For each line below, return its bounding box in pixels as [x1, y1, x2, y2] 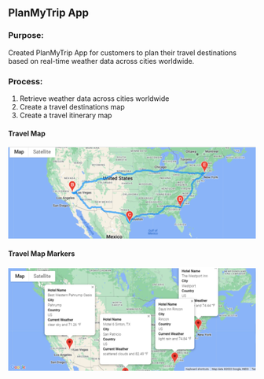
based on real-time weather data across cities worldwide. [8, 56, 195, 65]
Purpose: [8, 30, 45, 41]
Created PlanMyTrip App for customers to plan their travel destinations [8, 47, 237, 58]
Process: [8, 76, 43, 87]
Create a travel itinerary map [19, 110, 112, 120]
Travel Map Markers [8, 249, 75, 258]
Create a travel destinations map [19, 102, 126, 111]
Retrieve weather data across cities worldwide [19, 94, 170, 103]
